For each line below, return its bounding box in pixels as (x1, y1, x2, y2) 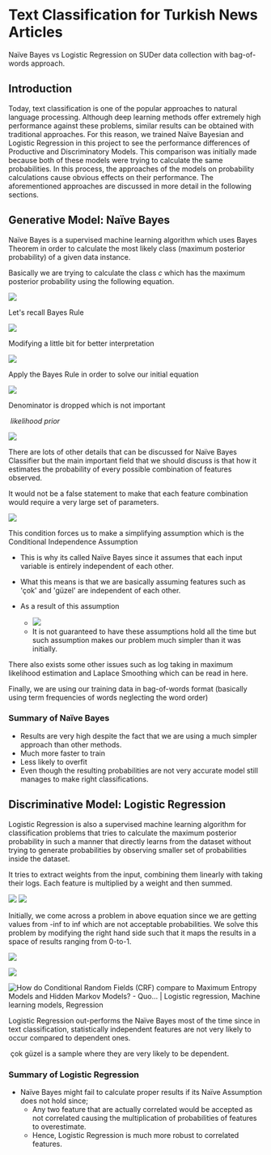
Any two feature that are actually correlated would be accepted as (32, 1104, 253, 1114)
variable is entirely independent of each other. (19, 561, 174, 571)
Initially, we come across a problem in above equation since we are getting (8, 911, 257, 920)
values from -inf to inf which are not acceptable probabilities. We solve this (8, 919, 259, 929)
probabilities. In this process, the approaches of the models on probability (8, 164, 255, 174)
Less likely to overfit (19, 756, 87, 766)
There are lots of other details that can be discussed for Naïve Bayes (8, 446, 237, 456)
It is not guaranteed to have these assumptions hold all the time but (32, 627, 256, 636)
